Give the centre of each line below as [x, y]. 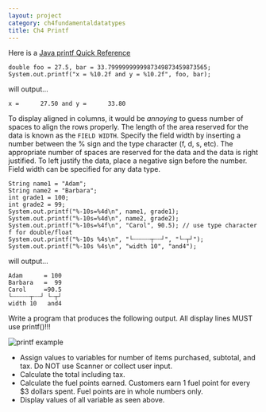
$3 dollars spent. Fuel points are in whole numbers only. [112, 391]
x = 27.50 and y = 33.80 [67, 104]
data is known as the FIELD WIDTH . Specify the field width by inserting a [124, 135]
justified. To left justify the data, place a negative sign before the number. [128, 161]
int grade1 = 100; [39, 198]
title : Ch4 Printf [39, 30]
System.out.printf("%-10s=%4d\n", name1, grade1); [94, 212]
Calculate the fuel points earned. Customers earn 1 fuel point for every [135, 383]
